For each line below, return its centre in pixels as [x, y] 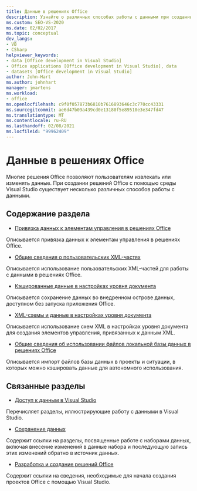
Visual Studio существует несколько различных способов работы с [90, 189]
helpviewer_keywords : [33, 55]
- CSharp [17, 50]
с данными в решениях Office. [44, 275]
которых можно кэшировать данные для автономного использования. [95, 368]
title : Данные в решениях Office [47, 11]
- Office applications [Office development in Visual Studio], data [91, 66]
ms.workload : [22, 93]
